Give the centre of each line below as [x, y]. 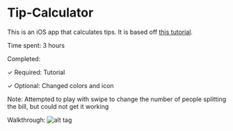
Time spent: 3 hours [36, 45]
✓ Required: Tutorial [36, 72]
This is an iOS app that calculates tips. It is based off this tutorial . [100, 32]
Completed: [24, 59]
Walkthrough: [26, 120]
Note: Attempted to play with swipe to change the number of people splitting [117, 99]
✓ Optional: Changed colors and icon [61, 85]
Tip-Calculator [50, 13]
